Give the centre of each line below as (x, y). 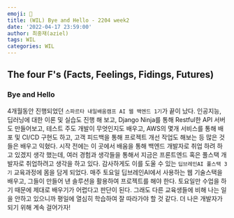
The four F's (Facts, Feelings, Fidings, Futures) (111, 75)
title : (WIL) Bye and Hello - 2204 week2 (68, 20)
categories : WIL (31, 46)
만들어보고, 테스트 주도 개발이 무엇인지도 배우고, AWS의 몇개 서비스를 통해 (115, 128)
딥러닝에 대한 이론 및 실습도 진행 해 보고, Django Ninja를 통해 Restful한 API (110, 119)
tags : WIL (22, 40)
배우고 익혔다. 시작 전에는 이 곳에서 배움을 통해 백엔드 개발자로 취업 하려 (118, 146)
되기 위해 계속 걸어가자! (39, 207)
